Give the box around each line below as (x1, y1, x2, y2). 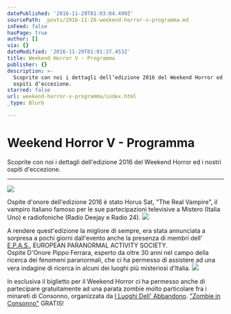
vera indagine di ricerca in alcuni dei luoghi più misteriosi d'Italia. (7, 264, 190, 272)
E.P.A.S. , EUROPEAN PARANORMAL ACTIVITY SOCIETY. (7, 241, 168, 249)
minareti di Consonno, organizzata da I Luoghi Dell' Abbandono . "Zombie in (7, 291, 221, 300)
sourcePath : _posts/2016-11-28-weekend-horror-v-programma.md (7, 16, 189, 23)
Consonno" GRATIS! (7, 299, 64, 307)
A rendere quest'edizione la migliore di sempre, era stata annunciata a (7, 226, 206, 234)
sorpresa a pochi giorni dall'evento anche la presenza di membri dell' (7, 234, 203, 242)
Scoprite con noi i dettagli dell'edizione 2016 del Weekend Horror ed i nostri (7, 157, 221, 166)
